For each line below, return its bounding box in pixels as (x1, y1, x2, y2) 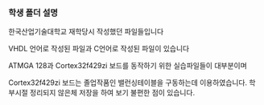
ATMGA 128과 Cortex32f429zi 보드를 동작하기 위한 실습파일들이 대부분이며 (8, 61, 247, 71)
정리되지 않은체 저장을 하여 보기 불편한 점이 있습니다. (29, 88, 196, 98)
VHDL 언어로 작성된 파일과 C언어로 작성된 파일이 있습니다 (8, 44, 190, 54)
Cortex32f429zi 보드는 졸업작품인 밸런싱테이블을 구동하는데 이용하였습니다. (8, 78, 248, 87)
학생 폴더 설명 (8, 6, 59, 18)
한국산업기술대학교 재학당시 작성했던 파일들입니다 (8, 26, 164, 37)
